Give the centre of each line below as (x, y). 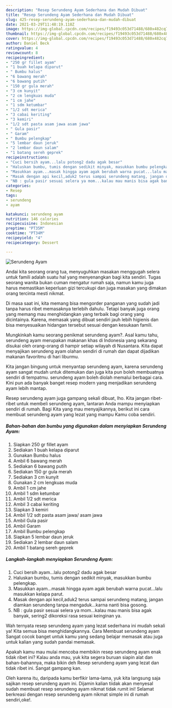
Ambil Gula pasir (30, 520)
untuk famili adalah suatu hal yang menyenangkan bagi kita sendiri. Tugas (83, 277)
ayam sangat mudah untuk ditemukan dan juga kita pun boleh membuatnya (85, 372)
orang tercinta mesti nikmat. (35, 293)
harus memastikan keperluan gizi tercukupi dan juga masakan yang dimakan (86, 288)
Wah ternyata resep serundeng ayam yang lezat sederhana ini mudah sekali (85, 625)
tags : (11, 195)
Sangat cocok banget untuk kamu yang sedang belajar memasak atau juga (84, 636)
